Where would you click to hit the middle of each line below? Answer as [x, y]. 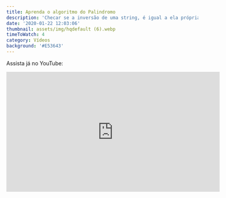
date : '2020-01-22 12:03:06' [43, 23]
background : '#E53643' [35, 46]
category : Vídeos [28, 40]
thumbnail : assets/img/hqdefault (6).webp [61, 29]
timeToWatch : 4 [26, 35]
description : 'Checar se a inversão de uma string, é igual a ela [92, 18]
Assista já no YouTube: [35, 63]
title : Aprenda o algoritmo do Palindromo [61, 12]
